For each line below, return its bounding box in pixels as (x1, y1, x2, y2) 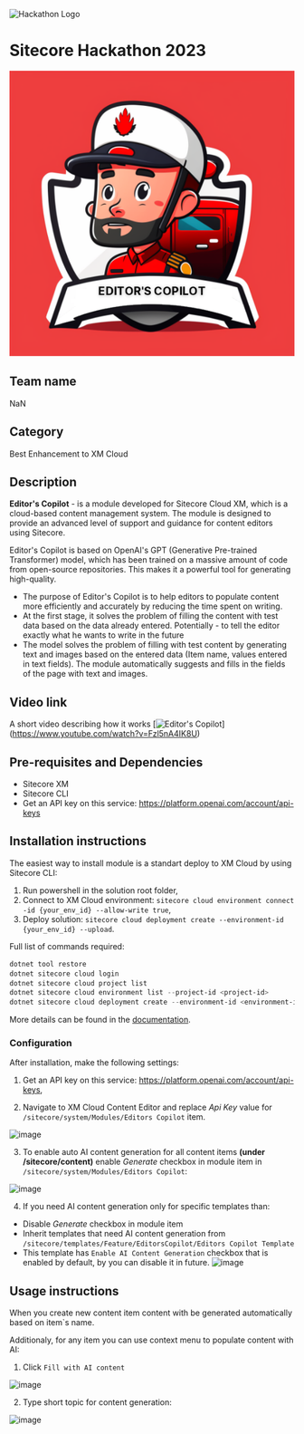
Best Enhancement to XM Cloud (9, 448, 128, 459)
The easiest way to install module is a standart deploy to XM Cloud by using (9, 857, 292, 869)
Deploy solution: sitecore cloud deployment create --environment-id (22, 913, 284, 924)
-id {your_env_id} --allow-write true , (22, 904, 172, 915)
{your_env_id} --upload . (22, 923, 115, 934)
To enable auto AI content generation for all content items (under (22, 1147, 265, 1158)
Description (9, 474, 77, 489)
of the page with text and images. (22, 669, 148, 679)
